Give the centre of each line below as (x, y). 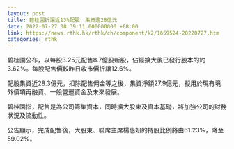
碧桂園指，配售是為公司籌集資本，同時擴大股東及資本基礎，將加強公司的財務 (117, 107)
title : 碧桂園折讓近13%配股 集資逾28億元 (62, 20)
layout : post (26, 14)
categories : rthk (32, 40)
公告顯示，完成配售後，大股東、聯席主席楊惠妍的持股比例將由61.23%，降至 (116, 130)
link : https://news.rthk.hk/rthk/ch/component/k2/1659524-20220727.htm (113, 33)
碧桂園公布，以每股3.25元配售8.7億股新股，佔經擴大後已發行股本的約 (107, 60)
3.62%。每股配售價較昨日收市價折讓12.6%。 (71, 69)
